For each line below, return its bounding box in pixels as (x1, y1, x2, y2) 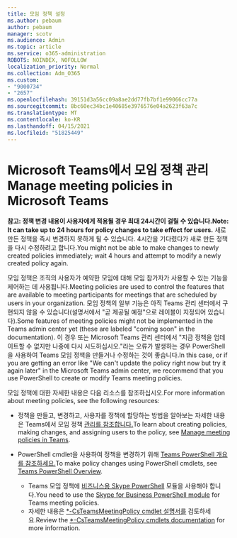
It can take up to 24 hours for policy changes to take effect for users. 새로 (7, 226, 226, 234)
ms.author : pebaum (7, 17, 62, 24)
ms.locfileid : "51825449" (7, 129, 83, 136)
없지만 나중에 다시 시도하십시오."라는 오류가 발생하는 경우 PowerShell (33, 342, 226, 351)
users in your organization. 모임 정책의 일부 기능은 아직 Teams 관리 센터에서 (7, 299, 221, 307)
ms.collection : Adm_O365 (7, 70, 81, 77)
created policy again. (7, 259, 69, 268)
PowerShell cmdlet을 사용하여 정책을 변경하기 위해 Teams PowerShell (17, 450, 215, 459)
